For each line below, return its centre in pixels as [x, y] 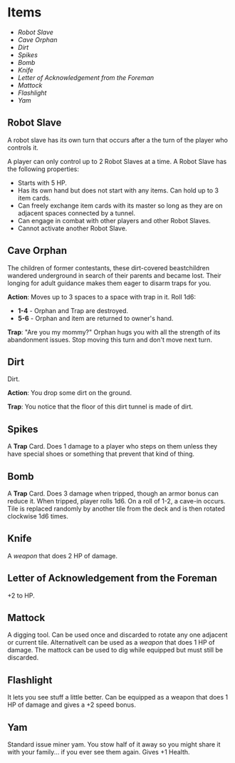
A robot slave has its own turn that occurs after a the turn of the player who [118, 140]
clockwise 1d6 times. [38, 516]
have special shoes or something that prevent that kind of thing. [101, 454]
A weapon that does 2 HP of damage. [62, 555]
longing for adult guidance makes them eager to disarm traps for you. [109, 283]
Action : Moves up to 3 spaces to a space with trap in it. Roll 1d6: [101, 297]
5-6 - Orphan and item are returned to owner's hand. [95, 318]
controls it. [23, 148]
